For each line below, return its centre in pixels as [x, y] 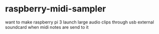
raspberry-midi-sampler [56, 9]
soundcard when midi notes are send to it [47, 27]
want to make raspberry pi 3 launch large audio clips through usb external [79, 22]
